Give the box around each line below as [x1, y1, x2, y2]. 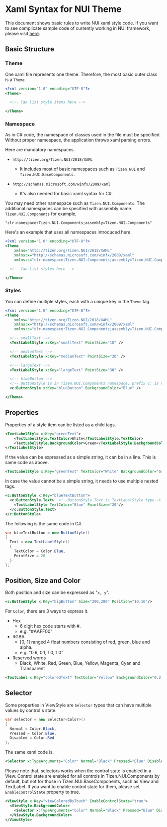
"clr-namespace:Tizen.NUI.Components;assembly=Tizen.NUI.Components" [5, 221, 153, 226]
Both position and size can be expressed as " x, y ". [5, 590, 110, 595]
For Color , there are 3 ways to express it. [5, 608, 88, 614]
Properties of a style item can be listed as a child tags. [5, 422, 116, 428]
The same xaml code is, [5, 749, 54, 755]
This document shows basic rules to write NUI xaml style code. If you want [5, 20, 159, 26]
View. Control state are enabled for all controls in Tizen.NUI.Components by [5, 773, 160, 779]
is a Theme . [5, 76, 26, 83]
